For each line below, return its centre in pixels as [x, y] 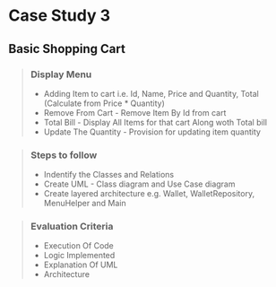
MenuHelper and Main [85, 204]
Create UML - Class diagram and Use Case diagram [139, 184]
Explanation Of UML [81, 265]
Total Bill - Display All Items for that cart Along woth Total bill [155, 122]
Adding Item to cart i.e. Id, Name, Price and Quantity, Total [151, 93]
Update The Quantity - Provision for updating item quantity [152, 132]
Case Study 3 [60, 16]
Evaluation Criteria [72, 227]
